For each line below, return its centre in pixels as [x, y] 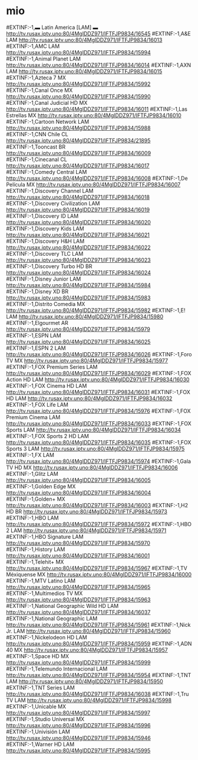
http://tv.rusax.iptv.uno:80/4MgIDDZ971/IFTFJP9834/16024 [79, 272]
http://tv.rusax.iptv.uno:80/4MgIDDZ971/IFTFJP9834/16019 [78, 210]
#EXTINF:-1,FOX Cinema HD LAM [47, 385]
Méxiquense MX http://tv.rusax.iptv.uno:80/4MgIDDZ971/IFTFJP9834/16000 [99, 574]
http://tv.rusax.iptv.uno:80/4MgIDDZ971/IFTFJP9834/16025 [78, 342]
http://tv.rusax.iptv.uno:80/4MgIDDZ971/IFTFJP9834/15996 [78, 725]
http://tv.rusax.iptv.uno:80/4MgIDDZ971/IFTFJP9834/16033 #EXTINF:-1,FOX [99, 423]
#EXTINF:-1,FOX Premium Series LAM [52, 367]
